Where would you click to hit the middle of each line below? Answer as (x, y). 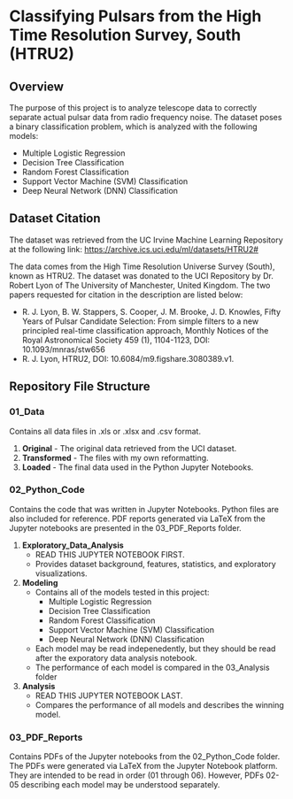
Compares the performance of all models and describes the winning (160, 704)
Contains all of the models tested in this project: (122, 592)
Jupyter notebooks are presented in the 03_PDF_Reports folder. (125, 527)
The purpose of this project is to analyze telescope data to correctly (133, 108)
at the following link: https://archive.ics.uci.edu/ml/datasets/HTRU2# (134, 249)
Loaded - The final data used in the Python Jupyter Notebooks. (138, 467)
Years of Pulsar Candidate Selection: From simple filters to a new (140, 321)
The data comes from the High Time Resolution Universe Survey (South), (142, 266)
